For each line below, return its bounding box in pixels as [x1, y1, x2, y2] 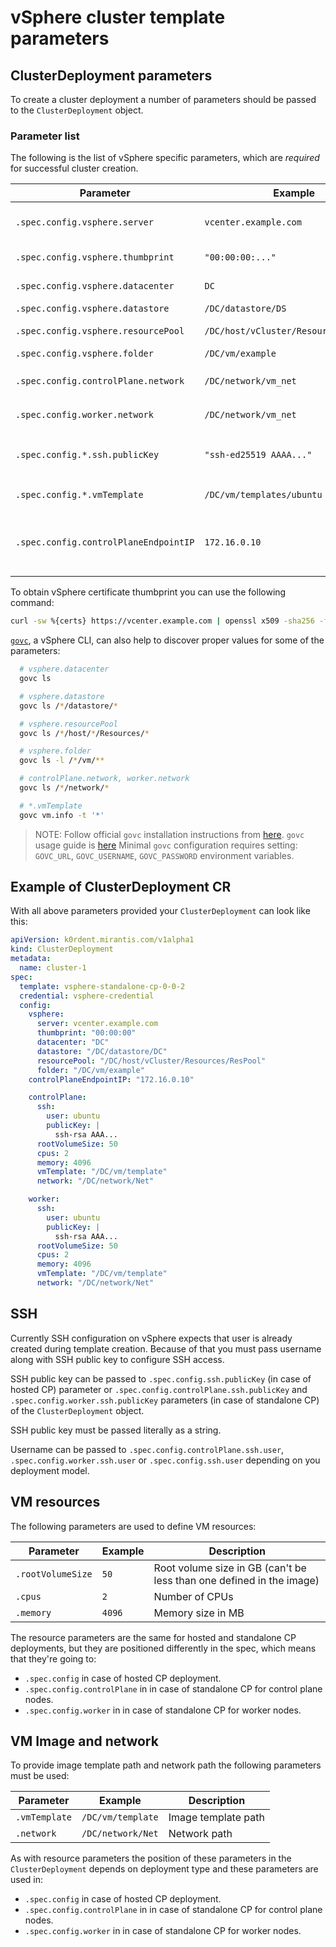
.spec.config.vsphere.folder [15, 348, 154, 360]
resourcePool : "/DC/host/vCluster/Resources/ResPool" [36, 1056, 267, 1066]
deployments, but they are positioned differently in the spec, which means [10, 1642, 317, 1654]
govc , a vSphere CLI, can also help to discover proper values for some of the [10, 634, 325, 646]
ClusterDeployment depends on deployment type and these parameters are [10, 1863, 319, 1875]
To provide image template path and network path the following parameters [10, 1759, 322, 1771]
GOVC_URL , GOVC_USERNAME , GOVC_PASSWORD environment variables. [34, 849, 295, 861]
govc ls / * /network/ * [19, 783, 110, 793]
